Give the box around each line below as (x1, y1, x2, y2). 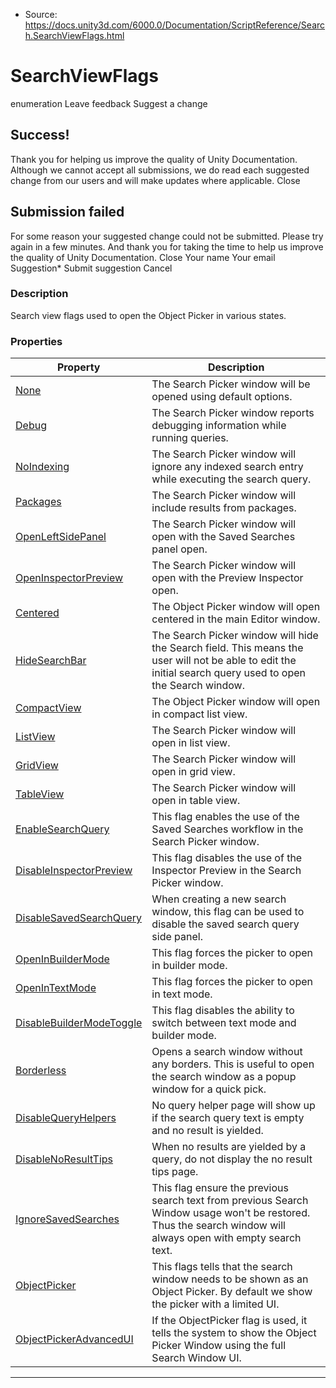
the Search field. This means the (151, 641, 304, 655)
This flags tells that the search (151, 1260, 293, 1274)
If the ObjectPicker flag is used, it (151, 1314, 308, 1328)
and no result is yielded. (151, 1124, 264, 1138)
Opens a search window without (151, 1045, 303, 1059)
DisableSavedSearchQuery (15, 911, 143, 925)
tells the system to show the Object (151, 1326, 317, 1340)
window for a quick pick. (151, 1082, 267, 1096)
